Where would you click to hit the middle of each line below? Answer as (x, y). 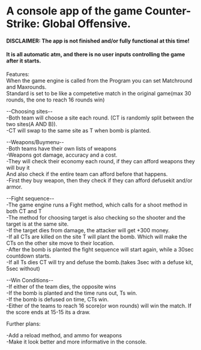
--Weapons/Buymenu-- (35, 142)
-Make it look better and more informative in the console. (76, 342)
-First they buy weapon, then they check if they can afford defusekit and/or (100, 180)
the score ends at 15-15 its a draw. (49, 312)
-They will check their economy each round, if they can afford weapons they (100, 161)
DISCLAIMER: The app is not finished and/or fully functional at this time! (98, 41)
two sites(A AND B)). (32, 124)
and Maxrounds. (26, 87)
